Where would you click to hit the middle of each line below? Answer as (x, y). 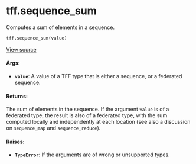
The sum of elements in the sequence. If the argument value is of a (88, 109)
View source (21, 49)
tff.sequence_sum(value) (37, 38)
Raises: (15, 142)
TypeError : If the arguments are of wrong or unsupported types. (92, 155)
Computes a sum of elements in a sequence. (61, 27)
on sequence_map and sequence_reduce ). (53, 128)
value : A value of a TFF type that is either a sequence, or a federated (98, 76)
